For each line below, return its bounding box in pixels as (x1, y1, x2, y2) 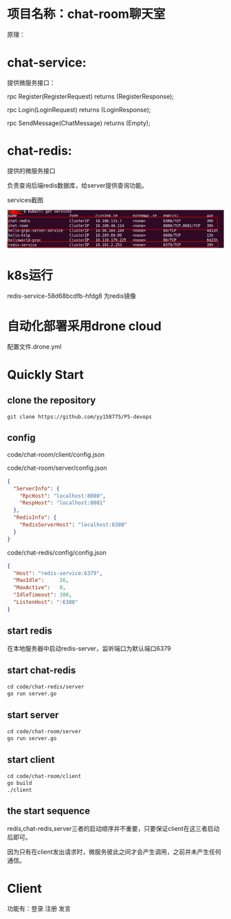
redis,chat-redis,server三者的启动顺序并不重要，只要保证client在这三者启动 (7, 824, 220, 832)
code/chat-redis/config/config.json (7, 548, 107, 556)
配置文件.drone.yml (7, 343, 62, 351)
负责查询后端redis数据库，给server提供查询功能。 (7, 181, 148, 189)
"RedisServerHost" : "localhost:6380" (19, 521, 128, 528)
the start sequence (7, 806, 91, 817)
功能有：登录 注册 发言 (7, 904, 71, 912)
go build (7, 780, 32, 787)
